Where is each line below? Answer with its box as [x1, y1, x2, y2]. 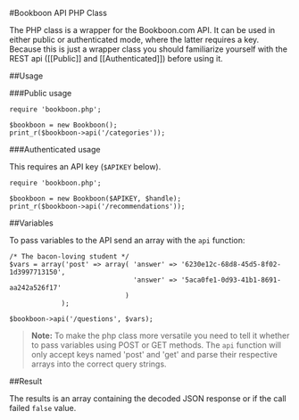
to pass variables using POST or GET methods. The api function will [30, 340, 281, 350]
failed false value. [9, 403, 77, 413]
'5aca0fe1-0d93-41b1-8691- [180, 276, 281, 284]
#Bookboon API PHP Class [9, 8, 107, 18]
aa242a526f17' [9, 284, 62, 292]
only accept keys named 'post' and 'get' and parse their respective [30, 350, 278, 359]
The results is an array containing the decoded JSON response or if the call [9, 393, 287, 404]
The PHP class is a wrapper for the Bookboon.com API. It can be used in [9, 25, 276, 35]
